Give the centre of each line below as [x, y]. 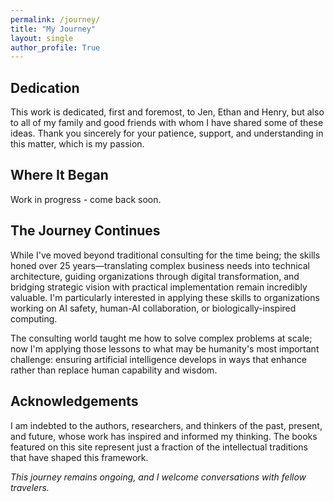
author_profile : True [55, 47]
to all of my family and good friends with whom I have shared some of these [167, 123]
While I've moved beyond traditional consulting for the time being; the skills [165, 255]
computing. [34, 318]
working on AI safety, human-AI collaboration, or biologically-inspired [153, 308]
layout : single [42, 38]
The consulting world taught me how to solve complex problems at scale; [161, 338]
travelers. [30, 487]
